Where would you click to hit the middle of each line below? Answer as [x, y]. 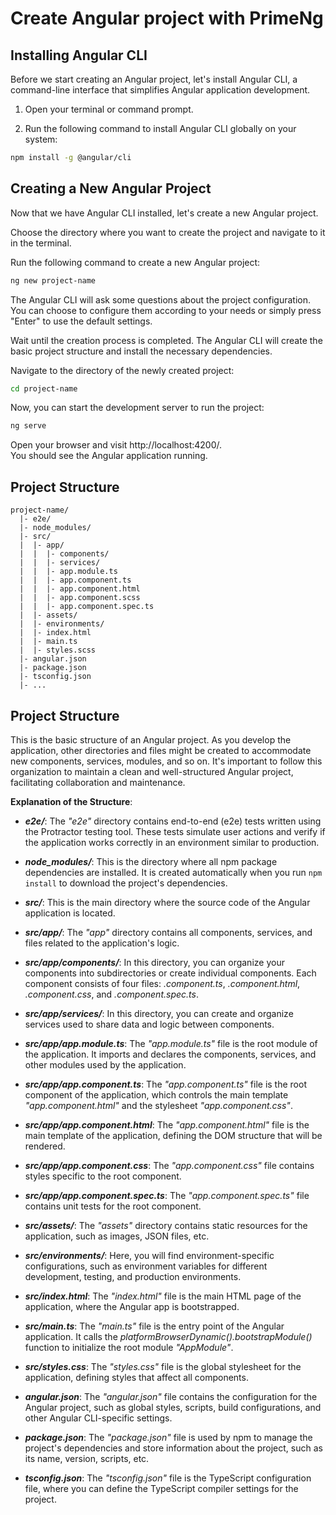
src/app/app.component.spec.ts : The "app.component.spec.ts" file [167, 1195]
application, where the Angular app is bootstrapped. [132, 1306]
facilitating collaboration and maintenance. [98, 782]
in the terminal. [41, 243]
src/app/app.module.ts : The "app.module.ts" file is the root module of [171, 1043]
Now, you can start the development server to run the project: [137, 408]
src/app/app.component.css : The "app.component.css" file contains [169, 1165]
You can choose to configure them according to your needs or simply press [166, 310]
